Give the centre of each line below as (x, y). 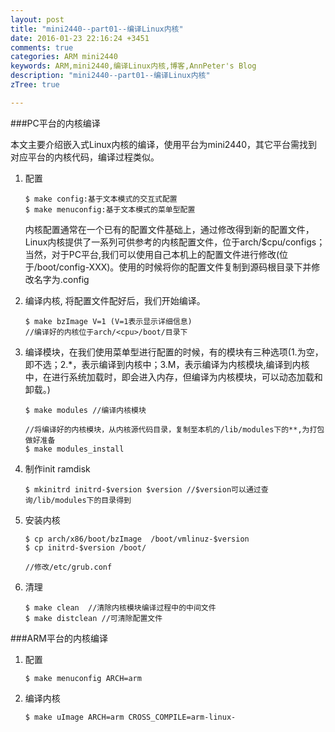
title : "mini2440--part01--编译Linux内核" (97, 29)
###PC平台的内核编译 (55, 123)
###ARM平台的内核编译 (59, 638)
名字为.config (61, 279)
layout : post (37, 19)
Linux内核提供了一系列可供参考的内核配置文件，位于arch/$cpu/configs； (175, 242)
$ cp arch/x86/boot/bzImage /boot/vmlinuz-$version (137, 539)
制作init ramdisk (57, 468)
